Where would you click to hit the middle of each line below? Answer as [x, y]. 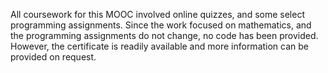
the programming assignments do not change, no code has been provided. [164, 35]
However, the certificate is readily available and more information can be [160, 46]
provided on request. [53, 57]
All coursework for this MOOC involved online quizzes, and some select [157, 14]
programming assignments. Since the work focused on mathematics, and [161, 25]
